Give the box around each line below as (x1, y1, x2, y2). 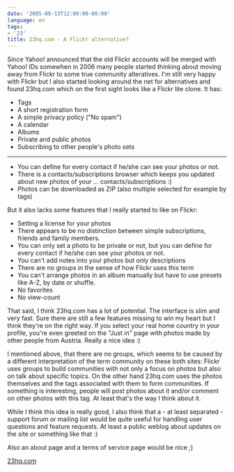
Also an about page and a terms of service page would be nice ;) (7, 443, 194, 452)
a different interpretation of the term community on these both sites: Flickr (7, 357, 220, 365)
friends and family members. (17, 234, 100, 242)
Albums (17, 128, 40, 136)
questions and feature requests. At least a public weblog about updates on (7, 423, 221, 431)
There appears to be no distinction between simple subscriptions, (17, 227, 206, 235)
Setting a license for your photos (17, 219, 111, 228)
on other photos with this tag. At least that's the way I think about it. (7, 394, 201, 402)
